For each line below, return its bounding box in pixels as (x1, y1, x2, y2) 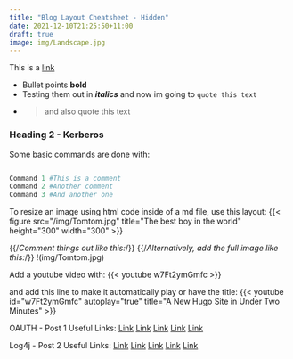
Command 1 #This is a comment (9, 174, 122, 183)
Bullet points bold (21, 79, 87, 90)
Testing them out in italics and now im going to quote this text (21, 89, 257, 100)
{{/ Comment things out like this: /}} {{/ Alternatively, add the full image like (9, 242, 279, 254)
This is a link (9, 62, 55, 73)
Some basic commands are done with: (9, 149, 151, 159)
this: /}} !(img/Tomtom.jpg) (9, 252, 105, 263)
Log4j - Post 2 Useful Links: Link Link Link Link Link (9, 340, 199, 351)
